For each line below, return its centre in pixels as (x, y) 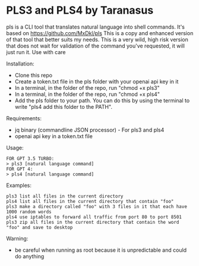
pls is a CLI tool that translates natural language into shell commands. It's (96, 27)
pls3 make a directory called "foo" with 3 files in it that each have (97, 206)
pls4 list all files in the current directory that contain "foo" (90, 201)
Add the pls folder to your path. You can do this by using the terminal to (102, 100)
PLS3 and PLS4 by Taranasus (80, 10)
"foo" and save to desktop (40, 227)
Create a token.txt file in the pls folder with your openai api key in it (97, 82)
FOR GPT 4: (20, 169)
